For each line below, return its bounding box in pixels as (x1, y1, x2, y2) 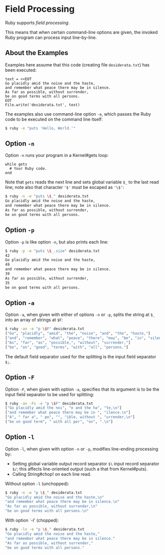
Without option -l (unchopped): (5, 481, 70, 487)
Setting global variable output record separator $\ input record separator (12, 461, 160, 466)
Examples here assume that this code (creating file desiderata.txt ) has (5, 62, 150, 67)
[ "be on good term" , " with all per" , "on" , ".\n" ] (5, 419, 113, 424)
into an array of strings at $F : (5, 317, 63, 323)
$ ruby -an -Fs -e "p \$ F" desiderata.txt (5, 401, 93, 406)
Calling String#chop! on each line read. (12, 471, 92, 477)
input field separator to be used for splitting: (5, 391, 94, 397)
